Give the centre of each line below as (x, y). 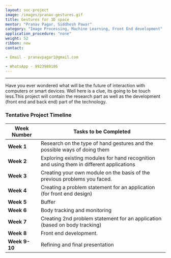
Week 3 (17, 175)
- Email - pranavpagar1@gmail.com (42, 57)
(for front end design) (66, 193)
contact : (15, 48)
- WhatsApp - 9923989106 (32, 66)
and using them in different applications (88, 164)
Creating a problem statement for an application (98, 187)
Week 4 (17, 190)
